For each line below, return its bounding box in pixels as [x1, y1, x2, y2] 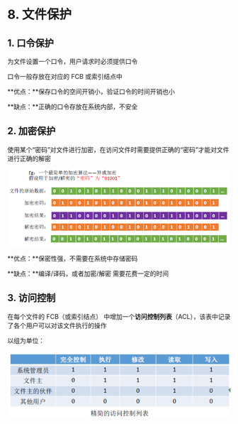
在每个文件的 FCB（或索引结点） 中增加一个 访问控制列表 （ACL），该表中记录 [7, 312, 231, 320]
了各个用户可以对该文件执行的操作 [7, 321, 107, 330]
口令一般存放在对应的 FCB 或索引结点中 [7, 72, 123, 80]
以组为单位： [7, 336, 45, 344]
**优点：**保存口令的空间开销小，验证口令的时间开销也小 [7, 87, 176, 96]
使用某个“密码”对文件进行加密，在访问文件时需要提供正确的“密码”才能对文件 [7, 145, 229, 153]
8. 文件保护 [7, 6, 72, 23]
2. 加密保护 [7, 125, 56, 137]
